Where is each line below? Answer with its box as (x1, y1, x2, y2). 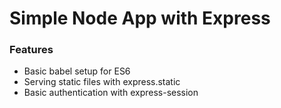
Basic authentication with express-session (23, 87, 199, 99)
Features (9, 43, 54, 57)
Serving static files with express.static (23, 76, 181, 88)
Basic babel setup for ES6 (23, 65, 131, 77)
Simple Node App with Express (9, 7, 271, 30)
